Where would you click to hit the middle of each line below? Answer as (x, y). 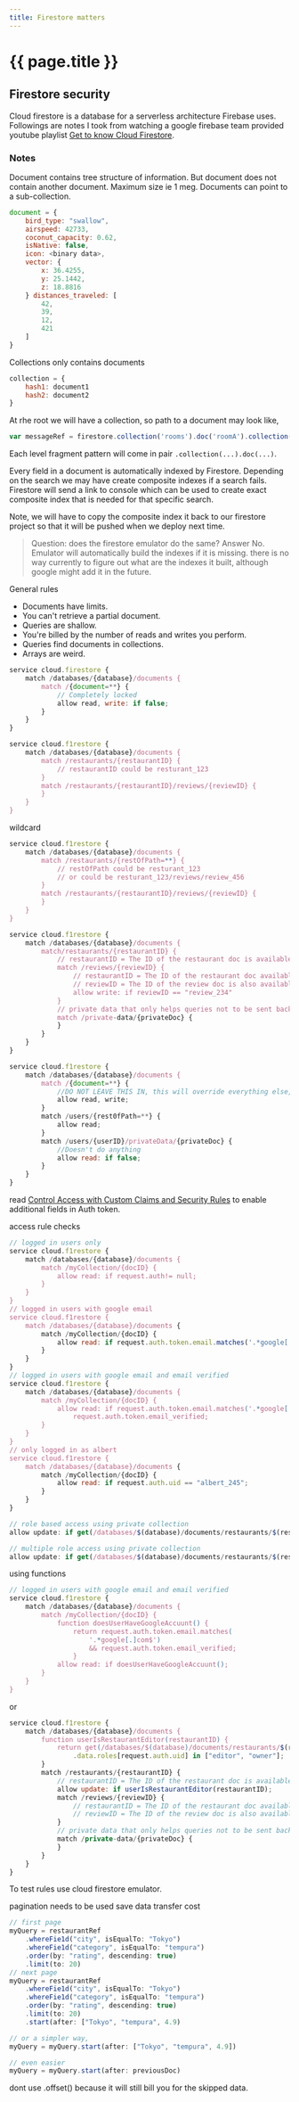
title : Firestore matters (57, 17)
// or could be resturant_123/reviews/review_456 (150, 877)
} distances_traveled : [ (71, 295)
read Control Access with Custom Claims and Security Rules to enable (138, 1200)
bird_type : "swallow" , (67, 221)
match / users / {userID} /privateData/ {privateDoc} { (137, 1141)
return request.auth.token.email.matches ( (153, 1631)
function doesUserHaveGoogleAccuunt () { (133, 1623)
